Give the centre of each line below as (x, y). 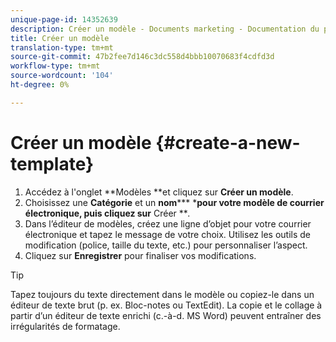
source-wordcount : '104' (62, 76)
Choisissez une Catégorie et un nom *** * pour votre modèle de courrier (174, 202)
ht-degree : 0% (40, 85)
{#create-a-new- (228, 142)
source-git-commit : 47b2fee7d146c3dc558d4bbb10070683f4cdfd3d (142, 57)
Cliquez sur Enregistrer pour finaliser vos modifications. (140, 255)
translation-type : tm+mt (62, 47)
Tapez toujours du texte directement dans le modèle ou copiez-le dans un (162, 294)
